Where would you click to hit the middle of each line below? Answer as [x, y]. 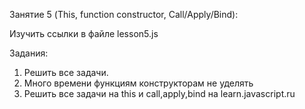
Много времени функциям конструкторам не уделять [138, 83]
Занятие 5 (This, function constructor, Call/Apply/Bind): [124, 14]
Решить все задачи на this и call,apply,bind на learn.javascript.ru [159, 93]
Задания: [29, 53]
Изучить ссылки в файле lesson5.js [84, 33]
